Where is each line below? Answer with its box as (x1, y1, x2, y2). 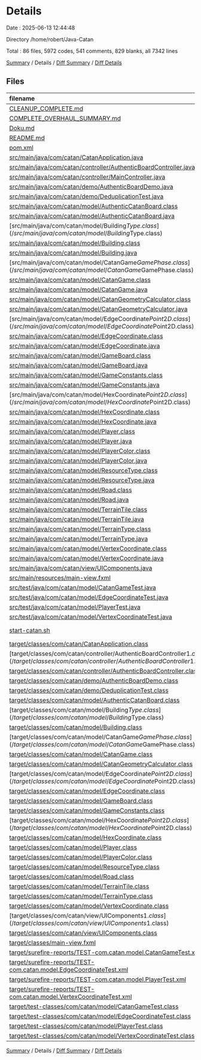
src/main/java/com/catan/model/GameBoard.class (9, 351, 151, 360)
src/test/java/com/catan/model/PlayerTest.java (9, 602, 141, 611)
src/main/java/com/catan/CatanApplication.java (9, 153, 144, 162)
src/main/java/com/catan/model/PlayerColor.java (9, 456, 148, 465)
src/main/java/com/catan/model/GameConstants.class (9, 371, 163, 379)
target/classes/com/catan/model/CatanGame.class (9, 750, 153, 758)
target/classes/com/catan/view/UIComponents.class (9, 928, 157, 937)
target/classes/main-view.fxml (9, 938, 96, 946)
